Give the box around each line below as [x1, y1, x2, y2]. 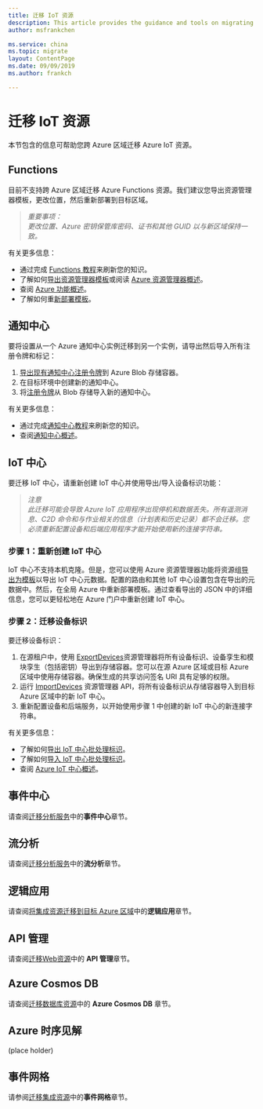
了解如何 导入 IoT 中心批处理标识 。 [19, 754, 130, 764]
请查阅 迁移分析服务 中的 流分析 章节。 [8, 859, 125, 868]
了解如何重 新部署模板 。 [19, 294, 95, 303]
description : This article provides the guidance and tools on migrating [8, 19, 254, 27]
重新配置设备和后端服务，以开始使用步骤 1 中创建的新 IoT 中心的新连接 [19, 701, 247, 710]
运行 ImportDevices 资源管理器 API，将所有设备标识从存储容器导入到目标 [19, 681, 255, 691]
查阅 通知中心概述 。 [19, 431, 82, 440]
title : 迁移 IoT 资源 [8, 11, 74, 20]
